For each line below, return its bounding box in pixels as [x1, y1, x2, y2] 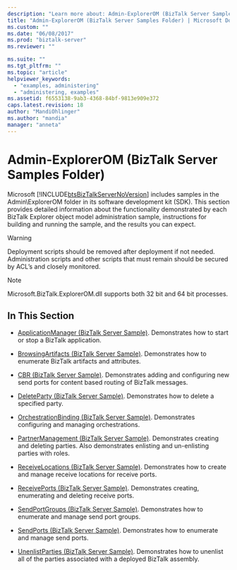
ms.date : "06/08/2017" [7, 30, 74, 37]
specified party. [17, 399, 63, 408]
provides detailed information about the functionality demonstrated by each [7, 205, 227, 213]
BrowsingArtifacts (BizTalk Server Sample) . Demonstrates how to [17, 349, 207, 358]
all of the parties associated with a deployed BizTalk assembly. [17, 554, 200, 564]
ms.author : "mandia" [7, 115, 68, 122]
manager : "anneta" [7, 121, 61, 128]
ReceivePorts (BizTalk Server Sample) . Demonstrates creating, [17, 484, 200, 492]
